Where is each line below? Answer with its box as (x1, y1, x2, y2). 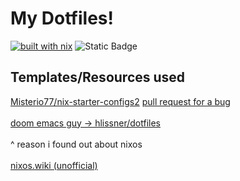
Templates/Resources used (10, 69, 186, 86)
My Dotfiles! (10, 7, 114, 30)
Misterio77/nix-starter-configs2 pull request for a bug (10, 95, 231, 107)
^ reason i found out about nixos (10, 138, 143, 150)
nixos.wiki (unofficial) (10, 159, 98, 171)
